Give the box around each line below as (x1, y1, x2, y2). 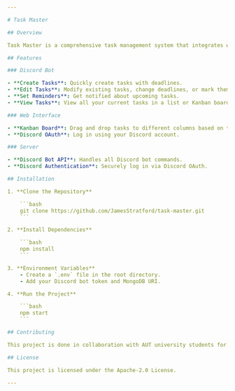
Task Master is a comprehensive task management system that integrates (7, 41, 224, 49)
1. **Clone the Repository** (7, 188, 92, 195)
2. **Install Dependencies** (7, 226, 92, 233)
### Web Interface (7, 111, 61, 119)
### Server (7, 144, 39, 151)
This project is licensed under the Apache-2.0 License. (7, 366, 177, 373)
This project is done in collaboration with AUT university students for (7, 341, 227, 348)
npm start (20, 310, 49, 317)
